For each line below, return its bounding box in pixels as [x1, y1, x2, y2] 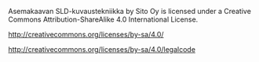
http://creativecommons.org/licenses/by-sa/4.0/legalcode [8, 45, 196, 53]
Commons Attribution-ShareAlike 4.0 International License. [8, 15, 199, 24]
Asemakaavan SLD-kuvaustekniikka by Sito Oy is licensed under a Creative [8, 7, 251, 15]
